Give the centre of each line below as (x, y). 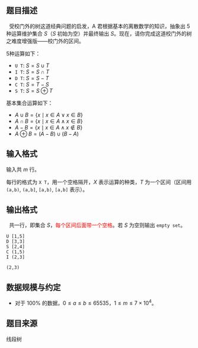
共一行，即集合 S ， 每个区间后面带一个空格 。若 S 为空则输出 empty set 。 (97, 225)
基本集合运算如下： (30, 103)
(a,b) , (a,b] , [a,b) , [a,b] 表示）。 (47, 189)
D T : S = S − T (32, 78)
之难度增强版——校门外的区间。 (45, 41)
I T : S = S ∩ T (32, 72)
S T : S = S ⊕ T (34, 90)
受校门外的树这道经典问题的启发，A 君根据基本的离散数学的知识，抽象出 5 (99, 26)
